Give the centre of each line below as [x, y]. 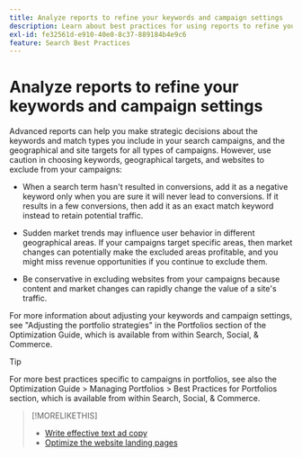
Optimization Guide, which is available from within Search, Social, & [134, 335]
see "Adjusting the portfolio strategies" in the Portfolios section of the [138, 326]
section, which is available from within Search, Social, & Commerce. [135, 399]
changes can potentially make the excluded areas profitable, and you [150, 252]
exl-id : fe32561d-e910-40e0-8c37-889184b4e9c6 [98, 34]
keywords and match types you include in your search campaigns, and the [147, 141]
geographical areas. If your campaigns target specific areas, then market [157, 243]
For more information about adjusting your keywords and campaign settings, [151, 316]
